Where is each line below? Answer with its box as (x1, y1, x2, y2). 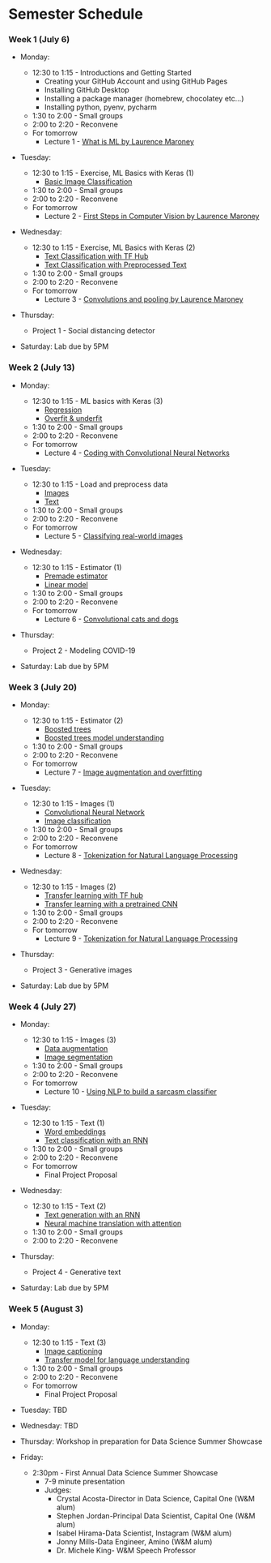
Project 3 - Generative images (32, 965, 133, 975)
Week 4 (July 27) (8, 1001, 77, 1012)
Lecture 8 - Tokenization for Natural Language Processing (44, 851, 239, 861)
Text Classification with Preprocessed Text (44, 260, 188, 270)
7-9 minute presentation (44, 1476, 125, 1486)
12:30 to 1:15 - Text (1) (32, 1119, 105, 1128)
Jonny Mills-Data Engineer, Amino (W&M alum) (56, 1536, 213, 1546)
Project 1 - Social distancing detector (32, 326, 155, 336)
